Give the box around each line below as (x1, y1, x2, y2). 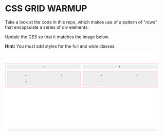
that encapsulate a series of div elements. (5, 24, 89, 30)
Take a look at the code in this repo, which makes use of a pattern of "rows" (5, 19, 158, 25)
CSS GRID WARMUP (5, 3, 88, 14)
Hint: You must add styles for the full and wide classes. (5, 43, 116, 49)
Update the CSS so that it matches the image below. (5, 34, 109, 40)
